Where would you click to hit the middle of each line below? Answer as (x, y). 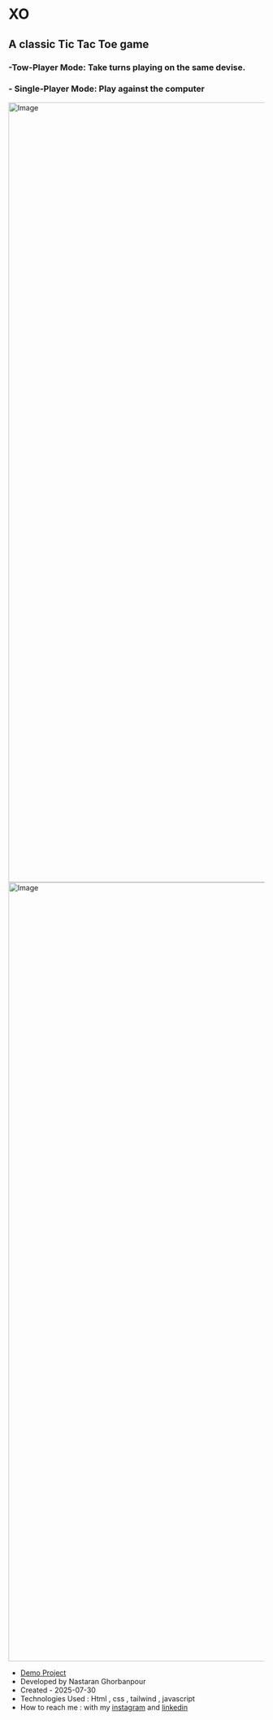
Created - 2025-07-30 (58, 1690)
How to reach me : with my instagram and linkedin (104, 1707)
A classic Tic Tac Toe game (79, 44)
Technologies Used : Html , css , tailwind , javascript (107, 1698)
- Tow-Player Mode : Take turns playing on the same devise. (127, 67)
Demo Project (43, 1672)
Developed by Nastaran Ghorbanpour (83, 1681)
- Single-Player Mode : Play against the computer (106, 89)
